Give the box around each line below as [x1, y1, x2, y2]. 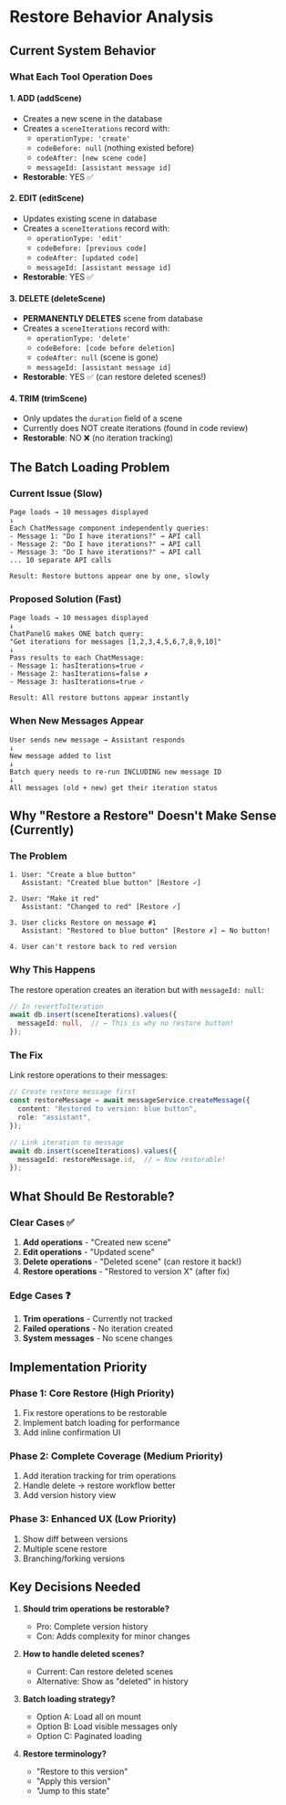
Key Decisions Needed [9, 1578, 141, 1595]
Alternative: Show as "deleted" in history [36, 1676, 189, 1687]
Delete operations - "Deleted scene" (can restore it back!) [22, 1256, 242, 1267]
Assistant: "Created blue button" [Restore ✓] [21, 879, 202, 888]
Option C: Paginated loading [36, 1731, 143, 1742]
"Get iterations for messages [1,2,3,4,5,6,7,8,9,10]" [9, 638, 222, 647]
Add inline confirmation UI [22, 1427, 121, 1438]
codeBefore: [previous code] [36, 244, 148, 253]
